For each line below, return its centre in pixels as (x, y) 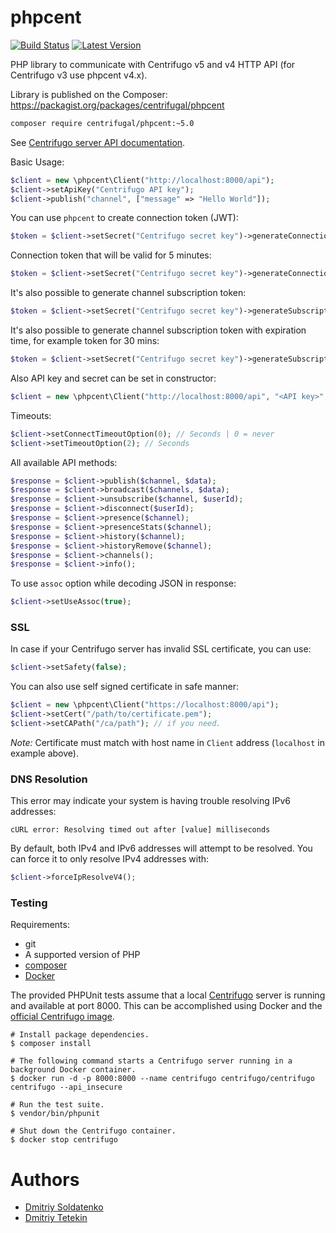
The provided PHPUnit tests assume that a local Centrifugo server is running (168, 995)
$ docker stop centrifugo (64, 1140)
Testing (29, 903)
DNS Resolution (49, 779)
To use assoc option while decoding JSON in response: (123, 583)
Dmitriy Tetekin (56, 1218)
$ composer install (51, 1044)
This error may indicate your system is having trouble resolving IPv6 (150, 801)
